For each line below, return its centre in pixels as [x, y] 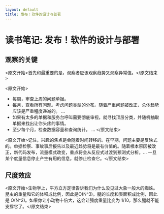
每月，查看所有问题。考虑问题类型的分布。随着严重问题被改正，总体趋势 [85, 105]
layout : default [22, 10]
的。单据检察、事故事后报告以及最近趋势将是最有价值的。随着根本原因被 [78, 146]
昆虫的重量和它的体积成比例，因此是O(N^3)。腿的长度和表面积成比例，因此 [81, 194]
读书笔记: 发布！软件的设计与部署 [72, 40]
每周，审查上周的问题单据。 [40, 98]
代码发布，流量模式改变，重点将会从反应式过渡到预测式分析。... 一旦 [87, 152]
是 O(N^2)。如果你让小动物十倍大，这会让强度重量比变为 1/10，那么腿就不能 [82, 200]
